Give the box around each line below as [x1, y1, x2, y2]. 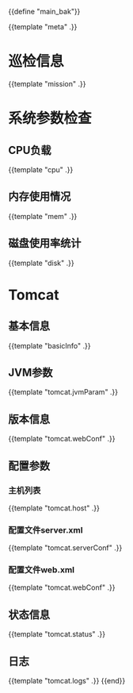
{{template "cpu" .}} [8, 164, 74, 174]
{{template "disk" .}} [8, 258, 74, 268]
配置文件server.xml [8, 524, 83, 535]
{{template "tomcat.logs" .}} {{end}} [8, 676, 126, 686]
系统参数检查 [8, 110, 93, 128]
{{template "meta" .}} [8, 22, 78, 31]
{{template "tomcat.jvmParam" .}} [8, 387, 119, 397]
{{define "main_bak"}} [8, 7, 81, 16]
